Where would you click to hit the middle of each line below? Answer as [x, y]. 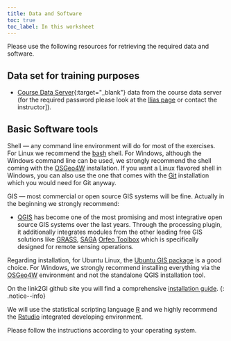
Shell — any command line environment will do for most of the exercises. [111, 146]
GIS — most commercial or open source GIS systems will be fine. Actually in [116, 196]
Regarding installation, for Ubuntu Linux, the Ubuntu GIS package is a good [114, 260]
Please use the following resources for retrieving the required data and [108, 47]
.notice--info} [27, 296]
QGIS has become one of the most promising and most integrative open [120, 217]
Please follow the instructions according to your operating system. [102, 330]
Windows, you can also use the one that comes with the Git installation [108, 175]
